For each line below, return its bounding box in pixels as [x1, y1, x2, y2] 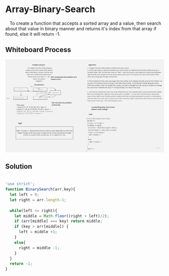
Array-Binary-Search [5, 4, 95, 15]
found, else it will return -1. [5, 31, 61, 37]
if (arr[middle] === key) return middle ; [14, 218, 102, 224]
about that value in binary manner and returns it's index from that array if [5, 25, 156, 31]
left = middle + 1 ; [18, 230, 58, 235]
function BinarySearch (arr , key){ [5, 187, 76, 192]
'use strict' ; [5, 182, 35, 187]
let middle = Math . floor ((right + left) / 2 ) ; [14, 213, 109, 218]
